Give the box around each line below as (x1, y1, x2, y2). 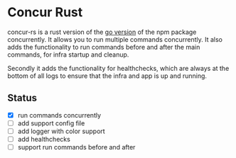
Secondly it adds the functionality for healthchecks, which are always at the (7, 64, 230, 72)
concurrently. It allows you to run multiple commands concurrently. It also (7, 35, 222, 43)
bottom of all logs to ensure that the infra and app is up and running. (7, 72, 208, 80)
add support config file (17, 118, 85, 128)
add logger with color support (17, 127, 105, 135)
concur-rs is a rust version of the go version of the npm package (7, 28, 197, 36)
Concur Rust (7, 4, 83, 21)
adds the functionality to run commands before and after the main (7, 43, 200, 51)
